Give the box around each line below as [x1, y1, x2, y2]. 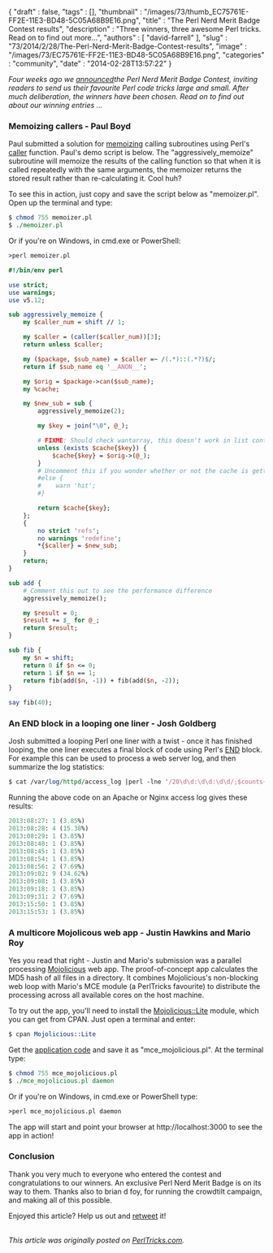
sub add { [8, 579, 42, 587]
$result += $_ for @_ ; [23, 617, 100, 625]
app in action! [8, 1130, 54, 1140]
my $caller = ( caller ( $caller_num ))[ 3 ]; [23, 333, 162, 341]
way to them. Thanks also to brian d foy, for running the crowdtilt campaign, [8, 1186, 262, 1196]
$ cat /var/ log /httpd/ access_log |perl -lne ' [8, 778, 169, 787]
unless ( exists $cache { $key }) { [37, 444, 148, 452]
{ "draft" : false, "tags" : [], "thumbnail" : [8, 7, 142, 16]
